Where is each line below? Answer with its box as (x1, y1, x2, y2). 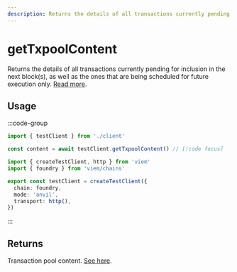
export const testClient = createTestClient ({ (7, 178, 148, 185)
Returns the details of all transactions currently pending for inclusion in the (7, 65, 226, 73)
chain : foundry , (13, 184, 62, 192)
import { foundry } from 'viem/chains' (7, 165, 126, 172)
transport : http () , (13, 197, 72, 205)
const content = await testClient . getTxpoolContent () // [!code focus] (7, 146, 224, 153)
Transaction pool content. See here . (7, 256, 112, 265)
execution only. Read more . (7, 80, 87, 88)
